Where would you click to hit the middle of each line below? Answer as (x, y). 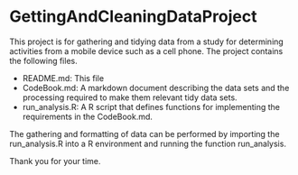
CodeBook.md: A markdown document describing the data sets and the (156, 87)
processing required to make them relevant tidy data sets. (130, 97)
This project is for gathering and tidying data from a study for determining (147, 41)
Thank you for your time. (55, 161)
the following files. (44, 60)
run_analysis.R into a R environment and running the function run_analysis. (148, 143)
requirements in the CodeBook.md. (88, 116)
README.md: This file (63, 78)
